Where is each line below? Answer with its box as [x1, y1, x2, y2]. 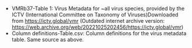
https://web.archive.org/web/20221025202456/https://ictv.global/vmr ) [11, 23, 184, 30]
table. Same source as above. [11, 36, 84, 43]
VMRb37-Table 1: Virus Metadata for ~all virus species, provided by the [11, 5, 185, 12]
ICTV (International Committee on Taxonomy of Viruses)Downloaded [11, 11, 178, 18]
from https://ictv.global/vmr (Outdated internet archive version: [11, 18, 165, 24]
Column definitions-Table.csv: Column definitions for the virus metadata [11, 30, 187, 37]
